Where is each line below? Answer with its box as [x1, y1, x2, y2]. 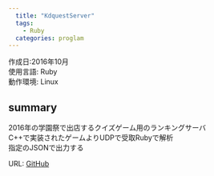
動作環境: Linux [8, 77, 59, 86]
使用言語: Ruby [8, 67, 58, 77]
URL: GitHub [8, 159, 50, 169]
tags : [15, 19, 34, 27]
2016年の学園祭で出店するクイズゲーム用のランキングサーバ [8, 123, 207, 133]
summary [8, 101, 58, 114]
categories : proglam [15, 34, 84, 42]
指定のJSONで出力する [8, 143, 84, 153]
